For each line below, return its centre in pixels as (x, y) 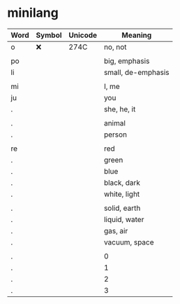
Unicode (83, 35)
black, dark (122, 182)
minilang (33, 13)
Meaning (137, 35)
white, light (122, 194)
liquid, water (124, 219)
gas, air (116, 230)
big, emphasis (127, 61)
